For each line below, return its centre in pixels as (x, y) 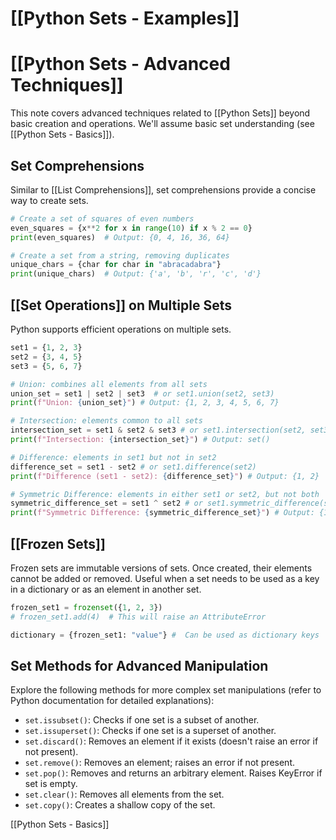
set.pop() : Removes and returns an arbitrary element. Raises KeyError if (173, 773)
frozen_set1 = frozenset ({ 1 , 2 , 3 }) (86, 607)
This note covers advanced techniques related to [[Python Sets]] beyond (160, 113)
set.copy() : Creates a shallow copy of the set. (120, 805)
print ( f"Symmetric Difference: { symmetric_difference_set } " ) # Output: (162, 513)
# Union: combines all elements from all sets (109, 384)
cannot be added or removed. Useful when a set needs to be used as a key (165, 578)
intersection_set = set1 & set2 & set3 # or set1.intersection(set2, (158, 430)
